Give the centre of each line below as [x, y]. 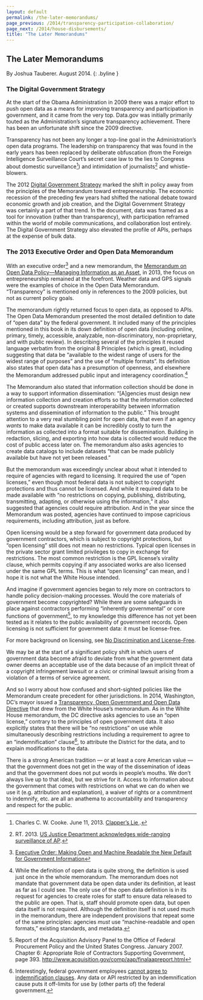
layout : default [27, 12]
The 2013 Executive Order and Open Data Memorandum [90, 252]
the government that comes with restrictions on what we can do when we [98, 786]
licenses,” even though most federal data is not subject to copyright [91, 482]
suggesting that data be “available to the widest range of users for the [93, 355]
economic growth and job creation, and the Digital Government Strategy [96, 204]
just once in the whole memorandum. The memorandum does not [96, 877]
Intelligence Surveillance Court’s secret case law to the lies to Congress [95, 159]
